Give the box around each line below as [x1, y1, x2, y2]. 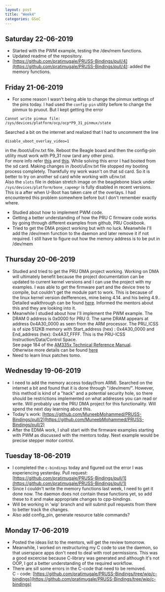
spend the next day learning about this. [12, 406, 92, 412]
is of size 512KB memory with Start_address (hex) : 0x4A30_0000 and [12, 326, 154, 332]
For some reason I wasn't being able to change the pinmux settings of [12, 96, 154, 102]
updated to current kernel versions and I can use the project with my [12, 278, 152, 284]
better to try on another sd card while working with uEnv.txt [5, 174, 126, 179]
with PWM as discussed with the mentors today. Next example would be [12, 432, 159, 438]
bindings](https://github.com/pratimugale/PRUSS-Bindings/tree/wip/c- [12, 576, 156, 582]
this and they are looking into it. [12, 305, 76, 311]
